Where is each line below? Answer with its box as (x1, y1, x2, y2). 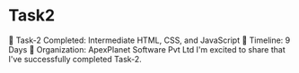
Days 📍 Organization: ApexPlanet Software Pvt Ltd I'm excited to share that (8, 44, 286, 54)
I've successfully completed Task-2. (8, 53, 143, 64)
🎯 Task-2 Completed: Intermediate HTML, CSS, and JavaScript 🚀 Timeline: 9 (8, 35, 291, 45)
